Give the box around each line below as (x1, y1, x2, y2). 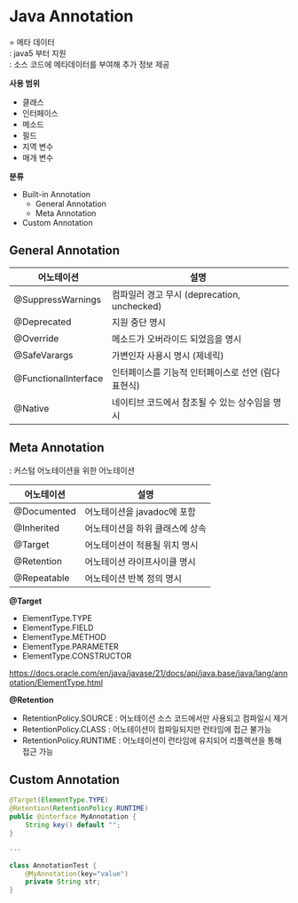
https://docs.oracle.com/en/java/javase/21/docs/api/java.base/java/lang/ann (9, 667, 288, 678)
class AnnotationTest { (9, 860, 98, 870)
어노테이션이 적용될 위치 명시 (84, 539, 199, 551)
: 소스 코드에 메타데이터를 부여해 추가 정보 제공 (9, 59, 170, 69)
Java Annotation (9, 6, 134, 27)
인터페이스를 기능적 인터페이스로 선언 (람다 (111, 366, 281, 379)
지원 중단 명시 (111, 316, 166, 328)
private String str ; (25, 877, 101, 886)
